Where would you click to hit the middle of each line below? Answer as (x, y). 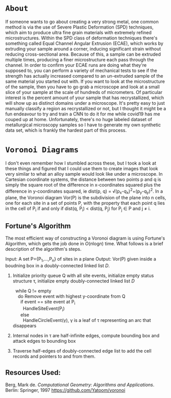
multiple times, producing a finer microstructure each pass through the (80, 59)
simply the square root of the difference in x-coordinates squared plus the (83, 184)
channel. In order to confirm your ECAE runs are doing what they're (76, 65)
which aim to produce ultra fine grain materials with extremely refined (79, 32)
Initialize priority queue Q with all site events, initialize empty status (83, 275)
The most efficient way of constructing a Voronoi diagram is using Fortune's (85, 238)
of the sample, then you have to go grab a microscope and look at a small (82, 87)
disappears (25, 326)
